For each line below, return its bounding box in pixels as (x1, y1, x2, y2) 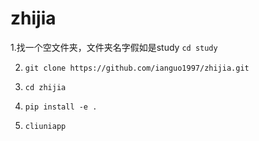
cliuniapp (24, 121, 67, 131)
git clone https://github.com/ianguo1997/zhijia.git (24, 63, 250, 73)
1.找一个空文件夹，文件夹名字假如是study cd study (10, 41, 218, 53)
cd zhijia (24, 82, 67, 92)
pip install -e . (24, 102, 98, 112)
